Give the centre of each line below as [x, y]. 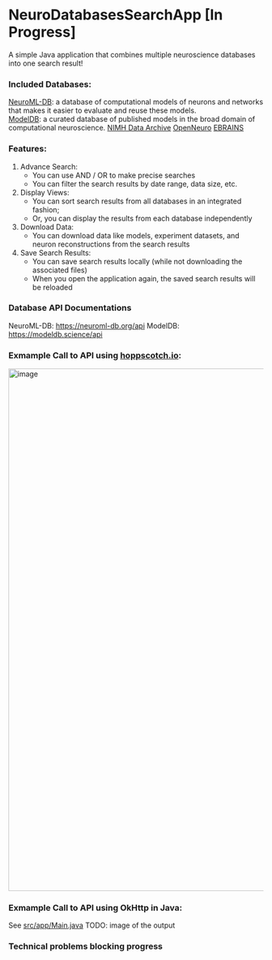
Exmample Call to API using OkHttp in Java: [96, 908]
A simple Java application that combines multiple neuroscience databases [132, 54]
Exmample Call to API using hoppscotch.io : [95, 355]
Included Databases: [50, 84]
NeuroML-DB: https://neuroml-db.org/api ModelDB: [94, 325]
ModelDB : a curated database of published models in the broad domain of [132, 119]
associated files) [59, 270]
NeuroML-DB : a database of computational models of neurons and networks [136, 102]
